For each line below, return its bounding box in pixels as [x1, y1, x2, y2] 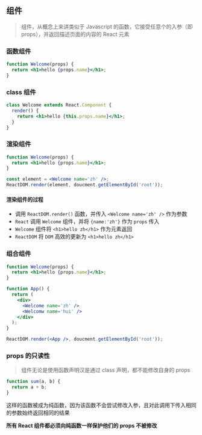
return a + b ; [11, 384, 47, 390]
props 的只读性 [6, 352, 50, 360]
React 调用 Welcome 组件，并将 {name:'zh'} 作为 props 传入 [14, 218, 160, 225]
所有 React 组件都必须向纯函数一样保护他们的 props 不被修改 [6, 422, 157, 429]
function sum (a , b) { [6, 379, 61, 385]
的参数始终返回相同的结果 [6, 409, 70, 416]
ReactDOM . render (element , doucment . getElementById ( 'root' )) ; [6, 182, 163, 188]
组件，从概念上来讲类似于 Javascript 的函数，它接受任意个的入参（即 [21, 23, 193, 30]
